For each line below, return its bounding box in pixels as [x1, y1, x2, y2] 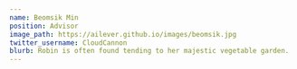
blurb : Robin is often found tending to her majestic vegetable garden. [9, 47, 290, 56]
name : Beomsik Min [9, 13, 79, 22]
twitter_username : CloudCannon [9, 38, 128, 47]
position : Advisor [9, 22, 79, 30]
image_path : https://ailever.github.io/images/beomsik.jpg [9, 30, 237, 39]
